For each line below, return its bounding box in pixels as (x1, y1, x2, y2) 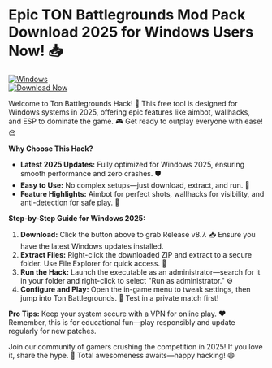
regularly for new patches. (8, 326, 97, 336)
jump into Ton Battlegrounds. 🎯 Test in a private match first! (19, 292, 219, 302)
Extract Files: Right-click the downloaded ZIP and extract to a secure (19, 249, 253, 259)
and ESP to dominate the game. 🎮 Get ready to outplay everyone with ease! (8, 116, 264, 126)
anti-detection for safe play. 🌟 (19, 197, 120, 207)
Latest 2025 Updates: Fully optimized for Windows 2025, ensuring (19, 159, 245, 169)
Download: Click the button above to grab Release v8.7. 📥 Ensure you (19, 229, 256, 239)
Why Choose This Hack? (8, 144, 93, 154)
